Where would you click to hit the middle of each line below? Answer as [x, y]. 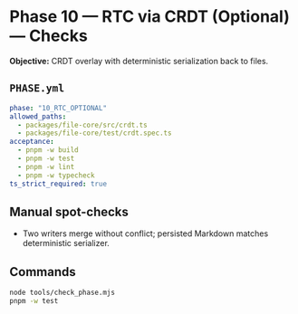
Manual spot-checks [69, 211]
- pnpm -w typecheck [56, 175]
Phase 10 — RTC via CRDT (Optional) [149, 17]
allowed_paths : [38, 116]
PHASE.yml [37, 88]
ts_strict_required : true [58, 184]
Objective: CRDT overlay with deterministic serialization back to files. [139, 61]
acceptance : [32, 142]
